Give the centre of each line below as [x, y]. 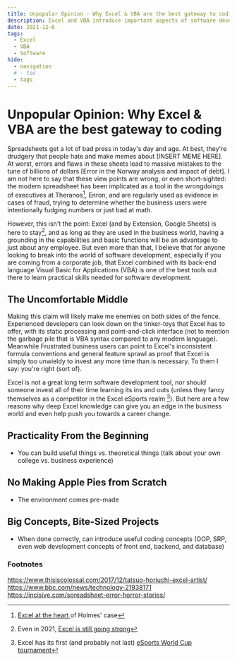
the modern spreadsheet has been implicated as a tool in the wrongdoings [115, 186]
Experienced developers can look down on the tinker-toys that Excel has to [116, 324]
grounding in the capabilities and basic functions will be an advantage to [113, 240]
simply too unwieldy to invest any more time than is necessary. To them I [113, 361]
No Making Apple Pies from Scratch [87, 483]
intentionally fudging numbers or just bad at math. [80, 210]
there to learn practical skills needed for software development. [99, 277]
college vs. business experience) [66, 460]
